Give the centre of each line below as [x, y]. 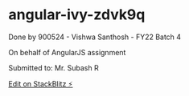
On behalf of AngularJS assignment [67, 52]
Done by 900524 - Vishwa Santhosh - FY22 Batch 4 [95, 37]
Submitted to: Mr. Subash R [53, 68]
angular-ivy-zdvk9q [77, 15]
